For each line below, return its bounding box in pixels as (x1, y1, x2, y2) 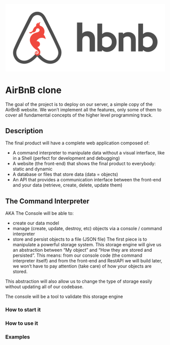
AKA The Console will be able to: (5, 210, 74, 216)
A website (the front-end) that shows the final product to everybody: (12, 161, 156, 167)
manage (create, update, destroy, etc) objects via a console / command (12, 225, 162, 232)
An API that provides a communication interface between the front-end (12, 177, 161, 183)
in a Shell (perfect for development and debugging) (12, 155, 120, 161)
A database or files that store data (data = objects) (12, 171, 118, 177)
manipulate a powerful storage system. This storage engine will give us (12, 242, 161, 248)
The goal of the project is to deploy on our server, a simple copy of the (5, 101, 153, 107)
